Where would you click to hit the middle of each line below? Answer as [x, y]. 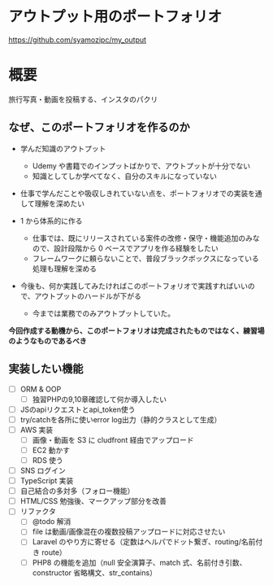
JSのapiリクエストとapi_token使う [78, 409]
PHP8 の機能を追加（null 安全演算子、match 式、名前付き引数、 [139, 562]
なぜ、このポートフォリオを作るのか [99, 127]
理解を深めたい [60, 203]
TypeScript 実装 [47, 481]
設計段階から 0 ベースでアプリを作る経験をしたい [136, 248]
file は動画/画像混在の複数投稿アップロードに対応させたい [129, 532]
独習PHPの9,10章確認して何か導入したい [100, 399]
